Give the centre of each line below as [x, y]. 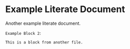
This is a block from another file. [44, 42]
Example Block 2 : [23, 33]
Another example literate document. [43, 23]
